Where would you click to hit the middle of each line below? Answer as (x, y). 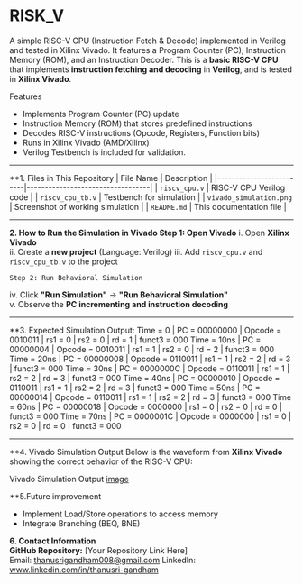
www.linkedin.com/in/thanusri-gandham (84, 570)
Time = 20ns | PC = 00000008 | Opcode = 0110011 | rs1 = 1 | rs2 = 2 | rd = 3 (150, 359)
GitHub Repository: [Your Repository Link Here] (98, 550)
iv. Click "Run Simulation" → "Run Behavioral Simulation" (119, 295)
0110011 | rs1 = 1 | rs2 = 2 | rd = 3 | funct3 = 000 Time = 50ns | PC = (135, 388)
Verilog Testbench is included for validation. (104, 152)
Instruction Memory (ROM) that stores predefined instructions (137, 123)
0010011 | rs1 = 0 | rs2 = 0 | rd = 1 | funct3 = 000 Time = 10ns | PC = (135, 340)
